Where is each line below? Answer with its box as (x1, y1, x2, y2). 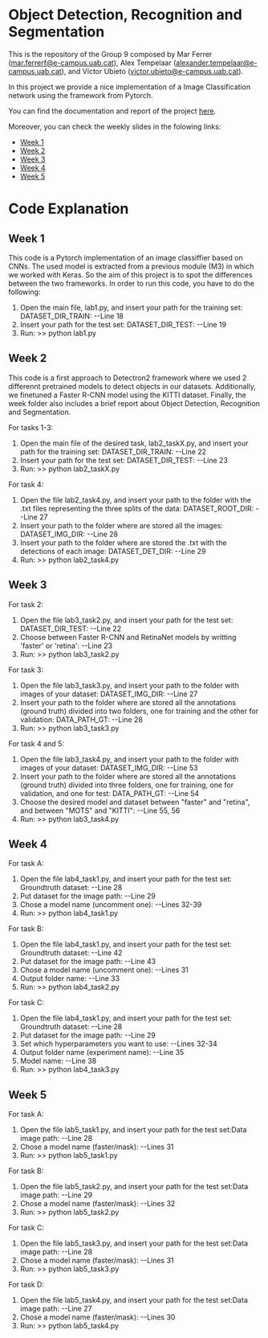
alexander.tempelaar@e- (176, 58, 258, 68)
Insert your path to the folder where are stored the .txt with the (19, 537, 227, 548)
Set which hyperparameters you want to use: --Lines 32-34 (19, 1039, 218, 1049)
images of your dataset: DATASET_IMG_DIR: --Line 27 (19, 689, 198, 699)
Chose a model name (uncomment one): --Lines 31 (19, 965, 189, 975)
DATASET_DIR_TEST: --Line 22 (19, 623, 122, 633)
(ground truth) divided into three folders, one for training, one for (19, 780, 234, 790)
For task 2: (8, 599, 44, 609)
